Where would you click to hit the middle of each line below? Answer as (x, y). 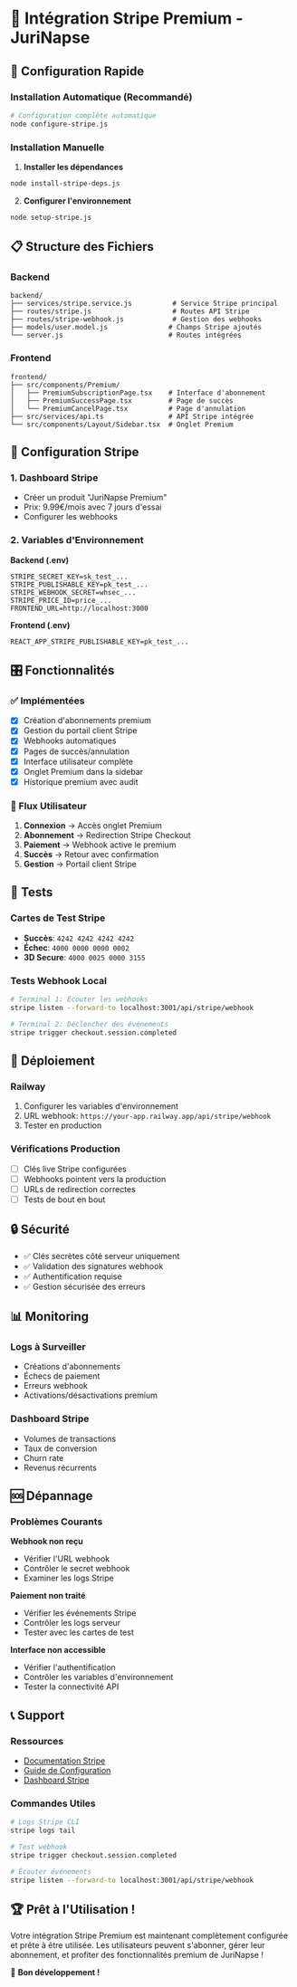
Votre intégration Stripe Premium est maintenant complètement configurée (149, 1935)
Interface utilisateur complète (78, 761)
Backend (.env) (40, 559)
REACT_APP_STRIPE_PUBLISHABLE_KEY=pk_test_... (100, 642)
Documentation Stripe (64, 1761)
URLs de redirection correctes (80, 1189)
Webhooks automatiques (70, 740)
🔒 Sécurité (40, 1230)
